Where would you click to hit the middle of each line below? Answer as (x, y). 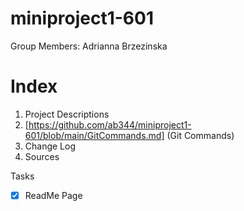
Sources (42, 156)
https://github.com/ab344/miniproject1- (110, 124)
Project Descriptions (67, 114)
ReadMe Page (53, 195)
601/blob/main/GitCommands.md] (94, 135)
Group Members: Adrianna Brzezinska (89, 46)
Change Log (50, 146)
